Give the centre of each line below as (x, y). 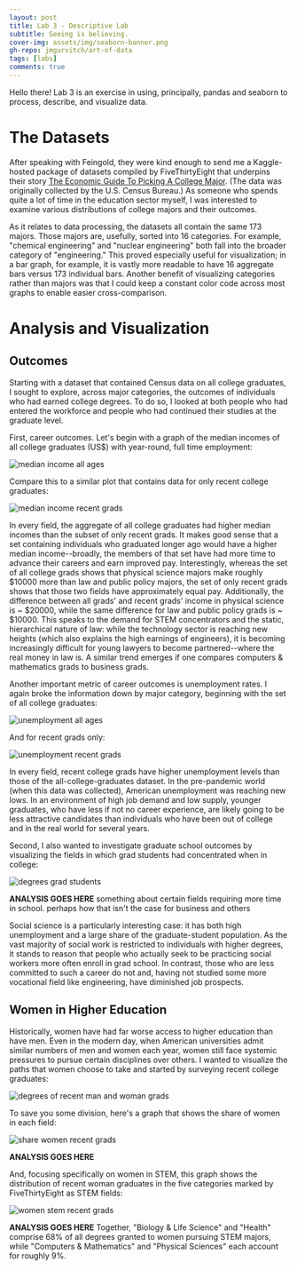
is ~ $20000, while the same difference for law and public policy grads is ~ (146, 610)
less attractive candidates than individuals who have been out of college (141, 819)
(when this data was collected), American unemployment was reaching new (148, 790)
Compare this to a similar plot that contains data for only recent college (139, 481)
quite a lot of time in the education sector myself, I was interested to (133, 200)
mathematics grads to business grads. (79, 666)
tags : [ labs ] (33, 59)
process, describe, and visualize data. (78, 101)
